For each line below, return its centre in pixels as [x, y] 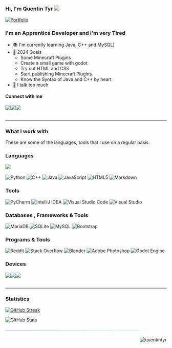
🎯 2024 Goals [27, 52]
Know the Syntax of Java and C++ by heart [66, 79]
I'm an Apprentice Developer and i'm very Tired [66, 33]
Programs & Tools [28, 239]
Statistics [17, 299]
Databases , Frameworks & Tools [47, 215]
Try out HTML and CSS [45, 68]
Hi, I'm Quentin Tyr [29, 9]
